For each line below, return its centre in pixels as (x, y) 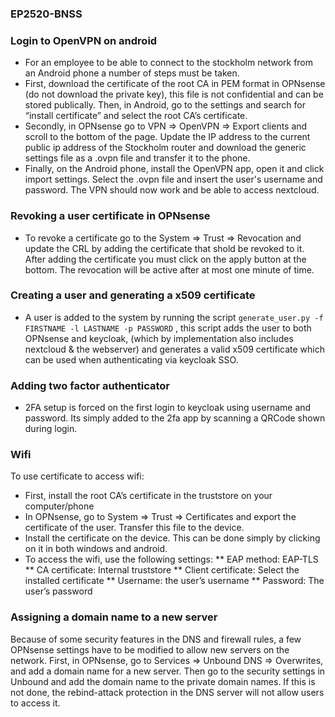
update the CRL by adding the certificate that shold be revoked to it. (164, 248)
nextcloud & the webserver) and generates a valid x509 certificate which (174, 349)
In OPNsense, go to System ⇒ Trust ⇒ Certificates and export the (160, 517)
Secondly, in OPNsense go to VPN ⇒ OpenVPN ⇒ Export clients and (166, 126)
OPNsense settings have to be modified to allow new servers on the (150, 649)
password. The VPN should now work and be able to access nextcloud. (172, 190)
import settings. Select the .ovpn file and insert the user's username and (173, 179)
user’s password (58, 591)
